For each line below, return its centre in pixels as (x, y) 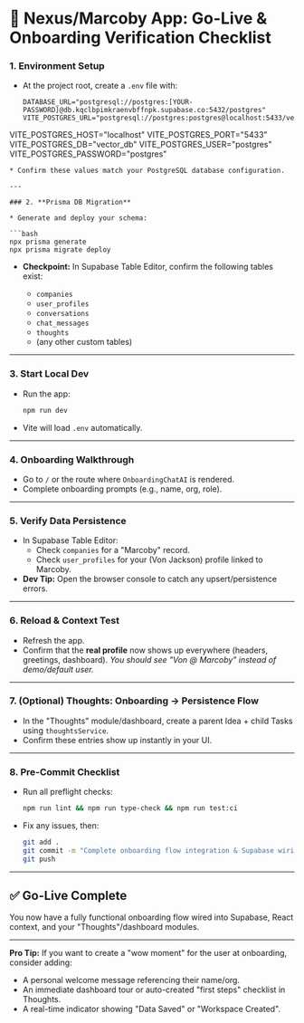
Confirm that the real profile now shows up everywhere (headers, (145, 650)
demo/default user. (58, 669)
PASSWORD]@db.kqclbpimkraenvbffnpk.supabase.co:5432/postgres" (144, 110)
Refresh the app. (53, 640)
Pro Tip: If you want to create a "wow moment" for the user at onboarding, (148, 953)
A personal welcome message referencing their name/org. (131, 980)
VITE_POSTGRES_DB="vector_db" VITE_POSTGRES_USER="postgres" (141, 145)
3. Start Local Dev (49, 374)
